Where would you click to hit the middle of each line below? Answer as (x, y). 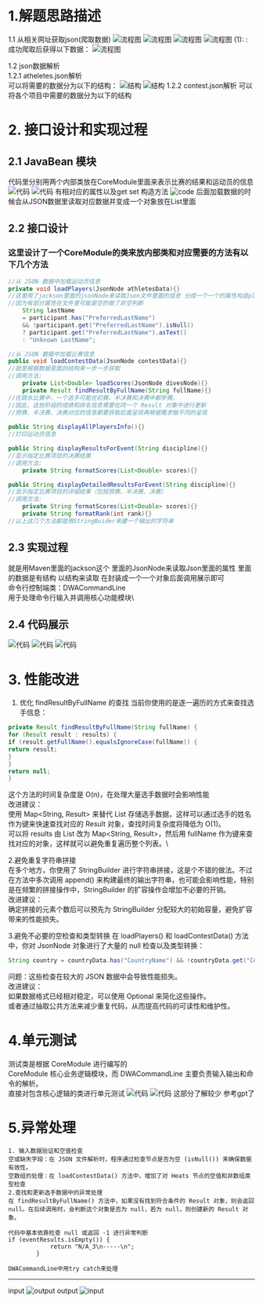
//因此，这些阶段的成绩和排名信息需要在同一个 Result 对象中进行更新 (107, 405)
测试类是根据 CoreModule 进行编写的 (68, 1064)
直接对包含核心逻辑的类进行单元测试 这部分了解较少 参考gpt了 (131, 1093)
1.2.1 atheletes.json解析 (45, 75)
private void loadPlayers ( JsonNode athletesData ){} (94, 289)
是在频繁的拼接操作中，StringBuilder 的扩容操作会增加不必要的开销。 (119, 890)
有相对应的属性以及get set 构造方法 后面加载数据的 (150, 191)
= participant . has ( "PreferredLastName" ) (89, 318)
